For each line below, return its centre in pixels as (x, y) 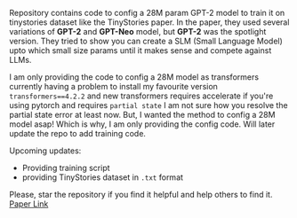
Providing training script (66, 168)
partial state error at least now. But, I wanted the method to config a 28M (142, 115)
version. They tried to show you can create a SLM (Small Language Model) (146, 41)
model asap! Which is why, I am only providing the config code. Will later (142, 124)
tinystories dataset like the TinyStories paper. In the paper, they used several (149, 22)
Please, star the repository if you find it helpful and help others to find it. (141, 195)
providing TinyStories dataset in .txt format (103, 177)
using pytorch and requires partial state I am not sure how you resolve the (148, 105)
